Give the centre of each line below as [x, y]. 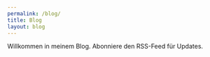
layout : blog [26, 26]
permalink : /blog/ [34, 14]
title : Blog [24, 20]
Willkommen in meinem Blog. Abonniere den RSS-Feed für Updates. [105, 47]
